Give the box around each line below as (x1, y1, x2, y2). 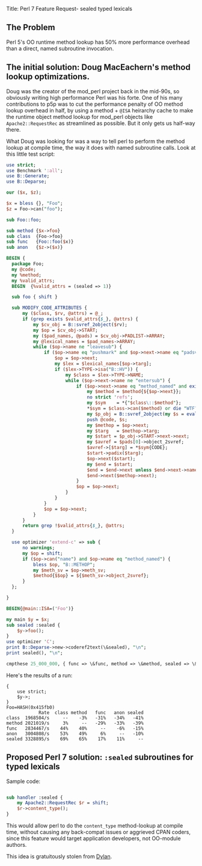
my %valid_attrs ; (11, 278, 55, 284)
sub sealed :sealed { (6, 622, 61, 628)
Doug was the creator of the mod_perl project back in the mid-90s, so (6, 87, 180, 95)
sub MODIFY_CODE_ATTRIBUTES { (11, 305, 87, 311)
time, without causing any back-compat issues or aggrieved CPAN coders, (6, 829, 191, 836)
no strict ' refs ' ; (87, 394, 133, 400)
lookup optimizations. (6, 72, 90, 82)
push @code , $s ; (87, 416, 128, 422)
